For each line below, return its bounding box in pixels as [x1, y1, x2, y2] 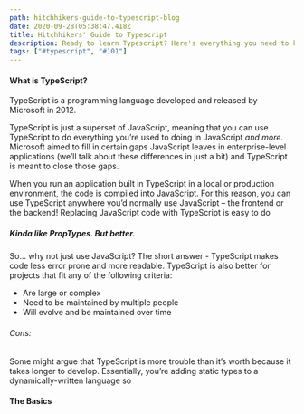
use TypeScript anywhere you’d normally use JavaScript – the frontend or [9, 197, 284, 208]
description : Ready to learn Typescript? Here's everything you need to [9, 38, 290, 48]
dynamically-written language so [9, 375, 132, 386]
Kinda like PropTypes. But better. [9, 227, 136, 238]
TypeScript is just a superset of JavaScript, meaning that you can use [9, 122, 269, 133]
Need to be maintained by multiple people [22, 297, 179, 308]
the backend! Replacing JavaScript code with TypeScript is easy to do [9, 207, 271, 218]
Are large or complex [22, 287, 101, 299]
